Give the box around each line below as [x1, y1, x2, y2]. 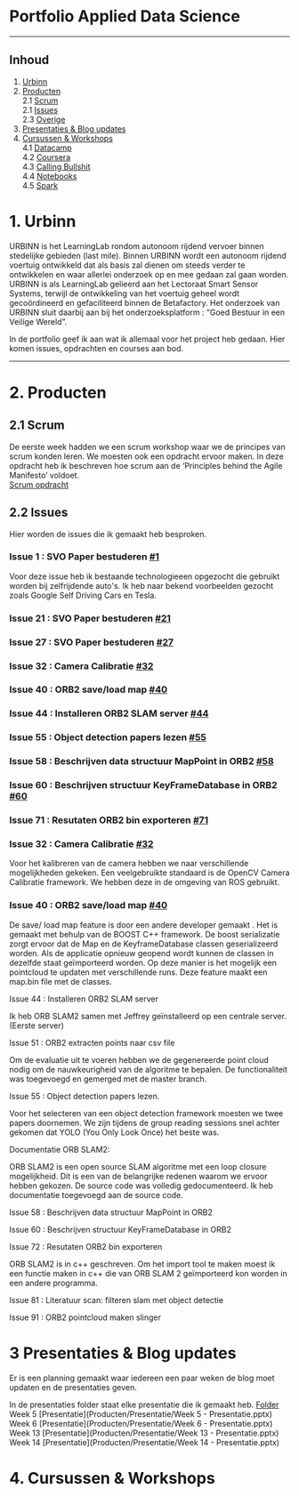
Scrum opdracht [9, 479, 69, 490]
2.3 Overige [21, 114, 66, 125]
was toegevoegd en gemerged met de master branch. [9, 1074, 207, 1084]
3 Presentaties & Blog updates [9, 1343, 237, 1363]
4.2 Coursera [21, 151, 71, 162]
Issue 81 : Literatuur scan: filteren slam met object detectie [9, 1294, 224, 1305]
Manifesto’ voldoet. [9, 470, 80, 480]
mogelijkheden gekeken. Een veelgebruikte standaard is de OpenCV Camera [9, 867, 290, 878]
